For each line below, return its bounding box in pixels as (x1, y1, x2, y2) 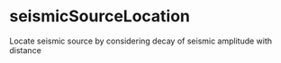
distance (9, 44, 42, 55)
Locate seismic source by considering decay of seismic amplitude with (9, 35, 273, 46)
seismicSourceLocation (9, 6, 191, 27)
